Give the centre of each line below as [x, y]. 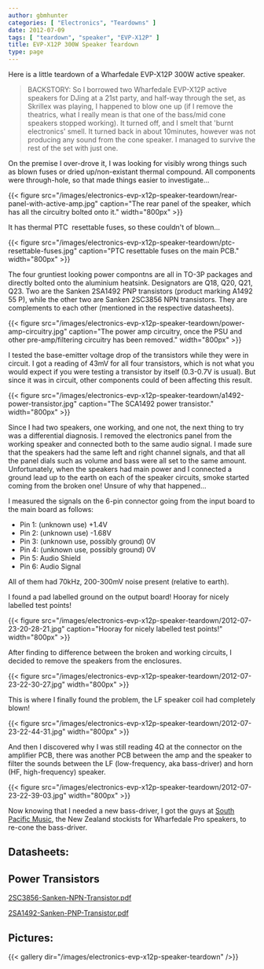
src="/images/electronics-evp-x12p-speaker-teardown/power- [143, 323]
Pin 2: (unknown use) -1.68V [65, 533]
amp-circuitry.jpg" [38, 332]
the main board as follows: [51, 509]
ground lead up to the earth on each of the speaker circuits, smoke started [129, 477]
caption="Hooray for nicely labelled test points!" [145, 629]
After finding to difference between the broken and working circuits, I [120, 652]
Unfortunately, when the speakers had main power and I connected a [120, 469]
